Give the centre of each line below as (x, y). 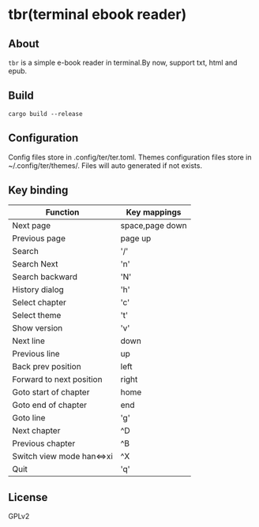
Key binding (38, 191)
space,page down (154, 226)
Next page (32, 226)
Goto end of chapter (49, 406)
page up (136, 238)
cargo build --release (45, 114)
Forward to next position (57, 379)
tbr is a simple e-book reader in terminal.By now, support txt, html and (123, 62)
